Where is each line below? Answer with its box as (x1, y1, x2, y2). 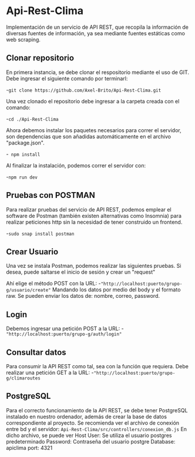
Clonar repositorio (6, 53, 75, 63)
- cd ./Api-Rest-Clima (6, 115, 59, 122)
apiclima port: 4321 (6, 444, 53, 451)
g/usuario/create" (6, 287, 51, 293)
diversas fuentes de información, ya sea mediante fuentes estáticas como (6, 29, 185, 36)
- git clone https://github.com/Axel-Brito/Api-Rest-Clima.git (6, 86, 162, 93)
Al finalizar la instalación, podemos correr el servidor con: (6, 162, 146, 169)
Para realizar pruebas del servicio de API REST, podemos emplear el (6, 206, 172, 213)
